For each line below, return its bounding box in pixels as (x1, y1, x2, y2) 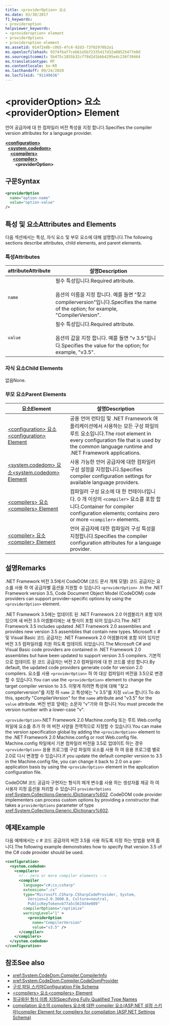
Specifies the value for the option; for (61, 342, 149, 349)
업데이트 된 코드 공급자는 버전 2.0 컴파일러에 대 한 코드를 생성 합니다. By (14, 659, 155, 665)
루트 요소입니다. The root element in (69, 430, 151, 437)
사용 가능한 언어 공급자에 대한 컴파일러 (69, 458, 156, 465)
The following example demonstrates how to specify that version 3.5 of (14, 844, 162, 850)
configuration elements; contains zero (69, 509, 159, 516)
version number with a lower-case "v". (5, 706, 84, 713)
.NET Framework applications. (69, 449, 141, 456)
